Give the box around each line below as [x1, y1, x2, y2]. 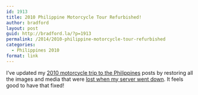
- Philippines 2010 [11, 47, 60, 53]
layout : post [6, 25, 39, 31]
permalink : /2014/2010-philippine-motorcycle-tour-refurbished [6, 36, 166, 42]
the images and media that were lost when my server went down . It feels [6, 75, 184, 83]
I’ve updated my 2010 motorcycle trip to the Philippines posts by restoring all [6, 69, 193, 76]
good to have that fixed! [6, 81, 65, 89]
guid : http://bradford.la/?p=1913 [6, 31, 92, 37]
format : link [6, 53, 39, 59]
